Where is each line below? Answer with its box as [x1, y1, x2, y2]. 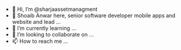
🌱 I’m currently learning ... [11, 24, 77, 32]
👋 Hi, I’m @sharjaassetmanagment [11, 6, 98, 12]
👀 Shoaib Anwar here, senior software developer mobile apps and [11, 12, 176, 19]
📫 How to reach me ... [11, 37, 68, 45]
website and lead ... [11, 18, 61, 25]
